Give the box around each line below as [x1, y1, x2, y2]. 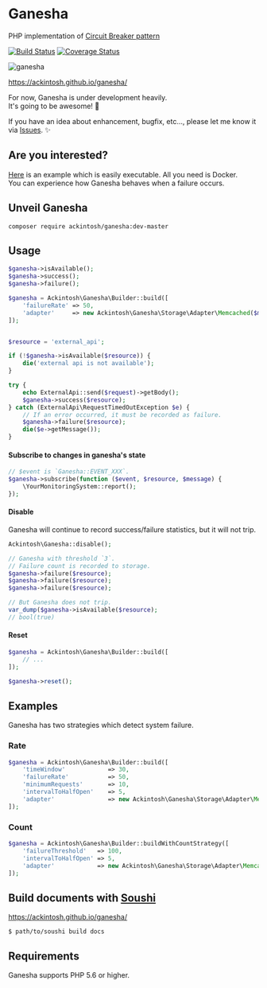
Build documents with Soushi [8, 891, 157, 904]
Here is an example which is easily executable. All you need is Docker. [8, 169, 238, 179]
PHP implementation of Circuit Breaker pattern [8, 31, 161, 41]
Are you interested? [8, 149, 109, 162]
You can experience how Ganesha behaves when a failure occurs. [8, 178, 225, 188]
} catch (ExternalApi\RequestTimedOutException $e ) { [8, 403, 191, 411]
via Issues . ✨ [8, 125, 51, 134]
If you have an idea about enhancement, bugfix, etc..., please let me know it [8, 116, 257, 126]
